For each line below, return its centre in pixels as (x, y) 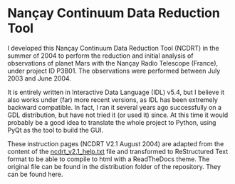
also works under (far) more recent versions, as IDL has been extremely (113, 99)
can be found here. (35, 174)
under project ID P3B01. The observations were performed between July (114, 71)
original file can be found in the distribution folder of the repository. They (114, 166)
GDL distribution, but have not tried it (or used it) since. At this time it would (118, 115)
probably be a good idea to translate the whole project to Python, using (112, 122)
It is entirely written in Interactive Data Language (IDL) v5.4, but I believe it (116, 92)
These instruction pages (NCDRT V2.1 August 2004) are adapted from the (116, 143)
